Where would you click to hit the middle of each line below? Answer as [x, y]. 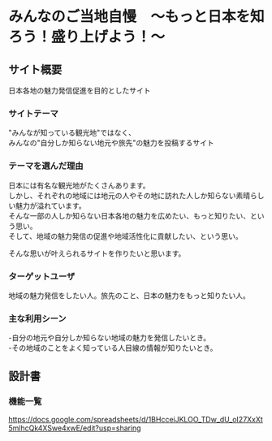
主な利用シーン [37, 318]
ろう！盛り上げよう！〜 [87, 37]
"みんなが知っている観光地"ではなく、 [72, 133]
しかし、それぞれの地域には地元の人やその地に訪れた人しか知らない [122, 195]
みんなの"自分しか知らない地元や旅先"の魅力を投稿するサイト [112, 143]
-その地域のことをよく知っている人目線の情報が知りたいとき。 [113, 348]
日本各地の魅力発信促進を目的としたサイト [80, 91]
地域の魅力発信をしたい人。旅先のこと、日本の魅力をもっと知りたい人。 [129, 295]
